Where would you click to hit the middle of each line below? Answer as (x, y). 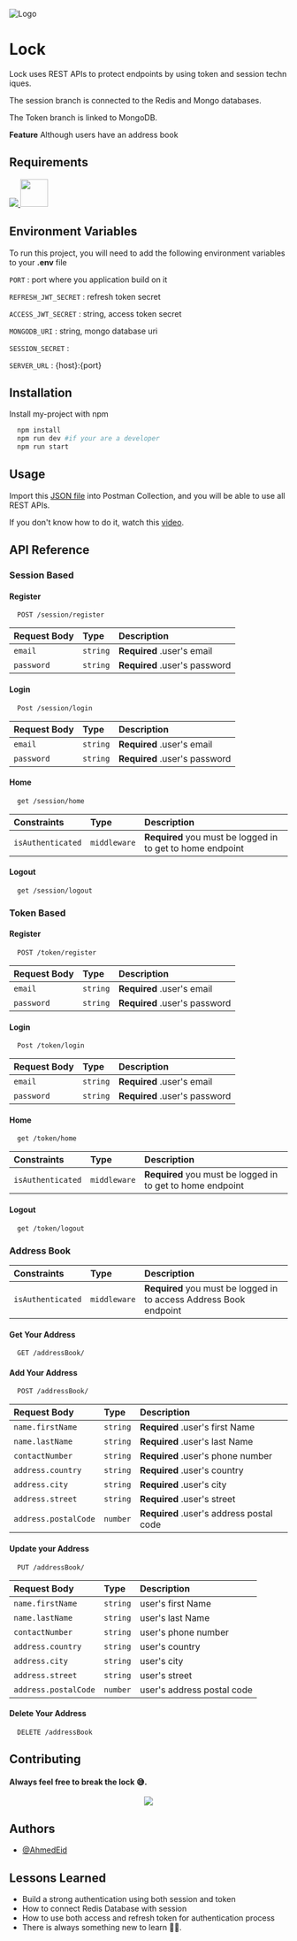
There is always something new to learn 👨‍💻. (102, 1927)
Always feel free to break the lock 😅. (78, 1782)
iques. (20, 83)
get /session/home (51, 801)
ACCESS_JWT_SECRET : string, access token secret (95, 313)
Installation (41, 392)
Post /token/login (51, 1046)
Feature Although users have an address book (94, 134)
